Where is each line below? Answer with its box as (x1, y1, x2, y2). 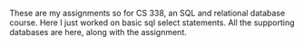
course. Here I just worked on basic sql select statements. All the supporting (9, 17, 295, 28)
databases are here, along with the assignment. (9, 27, 188, 37)
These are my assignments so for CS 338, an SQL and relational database (9, 8, 286, 18)
